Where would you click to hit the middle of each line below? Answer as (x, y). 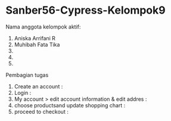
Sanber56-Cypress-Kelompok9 (85, 10)
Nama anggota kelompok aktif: (43, 27)
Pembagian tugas (27, 75)
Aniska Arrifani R (35, 38)
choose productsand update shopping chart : (70, 105)
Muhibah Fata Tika (37, 44)
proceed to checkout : (41, 112)
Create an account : (38, 86)
